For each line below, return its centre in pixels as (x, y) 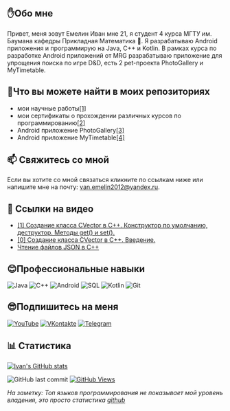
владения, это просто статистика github (66, 400)
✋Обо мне (30, 13)
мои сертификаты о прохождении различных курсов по (99, 115)
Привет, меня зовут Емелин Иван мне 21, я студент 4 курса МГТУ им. (110, 33)
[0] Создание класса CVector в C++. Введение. (86, 240)
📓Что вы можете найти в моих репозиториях (109, 92)
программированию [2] (51, 123)
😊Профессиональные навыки (76, 269)
